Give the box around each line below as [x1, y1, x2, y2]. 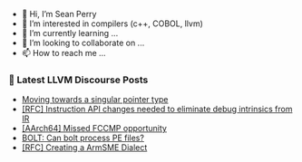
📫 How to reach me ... [21, 48, 106, 58]
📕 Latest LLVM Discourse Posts [8, 73, 149, 86]
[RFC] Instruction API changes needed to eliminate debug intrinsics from [21, 104, 293, 115]
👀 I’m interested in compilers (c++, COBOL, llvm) [21, 18, 203, 29]
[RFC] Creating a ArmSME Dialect [21, 142, 148, 153]
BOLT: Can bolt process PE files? [21, 132, 144, 144]
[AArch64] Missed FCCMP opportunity [21, 123, 167, 134]
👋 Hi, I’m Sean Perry [21, 9, 97, 19]
